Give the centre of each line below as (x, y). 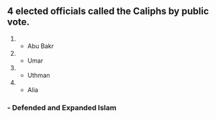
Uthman (39, 75)
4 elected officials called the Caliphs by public (108, 11)
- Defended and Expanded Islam (62, 107)
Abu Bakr (41, 46)
